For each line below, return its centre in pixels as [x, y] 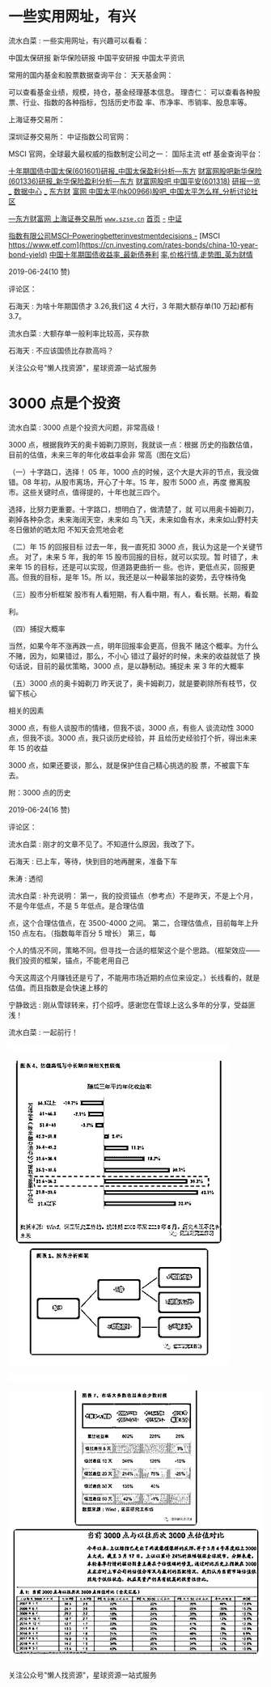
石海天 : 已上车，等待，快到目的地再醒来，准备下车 [93, 861]
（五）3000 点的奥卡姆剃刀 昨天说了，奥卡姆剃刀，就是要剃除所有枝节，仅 [133, 683]
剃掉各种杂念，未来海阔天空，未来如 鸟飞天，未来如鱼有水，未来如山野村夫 [133, 519]
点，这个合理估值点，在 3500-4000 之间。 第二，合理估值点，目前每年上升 [133, 922]
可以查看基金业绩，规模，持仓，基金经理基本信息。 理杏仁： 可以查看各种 [131, 92]
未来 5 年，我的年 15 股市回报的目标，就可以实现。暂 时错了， [148, 557]
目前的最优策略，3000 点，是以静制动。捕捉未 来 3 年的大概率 [140, 666]
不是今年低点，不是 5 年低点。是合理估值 [76, 905]
